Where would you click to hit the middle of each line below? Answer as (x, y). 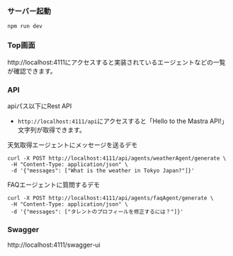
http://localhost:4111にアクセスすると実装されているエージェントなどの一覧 (116, 62)
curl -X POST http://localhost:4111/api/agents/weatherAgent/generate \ (117, 158)
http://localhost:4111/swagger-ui (54, 245)
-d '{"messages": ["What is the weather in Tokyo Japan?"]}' (102, 170)
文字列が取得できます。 (52, 129)
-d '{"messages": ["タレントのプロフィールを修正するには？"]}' (97, 211)
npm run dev (25, 26)
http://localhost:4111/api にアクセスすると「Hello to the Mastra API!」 (123, 121)
